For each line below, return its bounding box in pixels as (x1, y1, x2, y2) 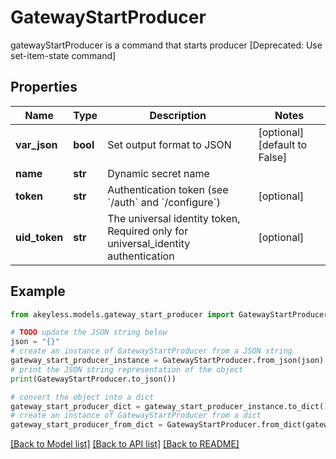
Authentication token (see (107, 182, 229, 196)
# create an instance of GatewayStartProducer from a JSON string (10, 346, 293, 356)
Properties (10, 79, 78, 96)
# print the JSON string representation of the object (10, 364, 244, 375)
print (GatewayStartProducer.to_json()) (10, 374, 177, 384)
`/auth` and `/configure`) (107, 195, 221, 209)
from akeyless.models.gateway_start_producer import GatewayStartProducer (10, 309, 329, 320)
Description (149, 108, 207, 122)
